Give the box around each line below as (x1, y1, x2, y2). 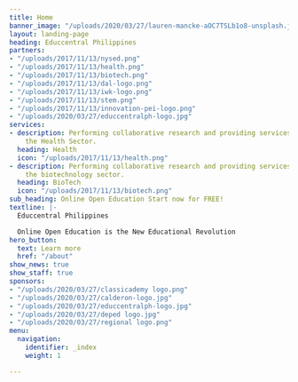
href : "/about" (17, 252, 74, 261)
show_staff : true (9, 268, 74, 278)
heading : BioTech (17, 179, 82, 187)
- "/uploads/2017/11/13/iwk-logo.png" (9, 87, 153, 96)
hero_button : (9, 235, 58, 244)
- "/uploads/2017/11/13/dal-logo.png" (9, 79, 153, 88)
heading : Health (17, 145, 77, 154)
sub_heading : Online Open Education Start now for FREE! (9, 195, 224, 204)
